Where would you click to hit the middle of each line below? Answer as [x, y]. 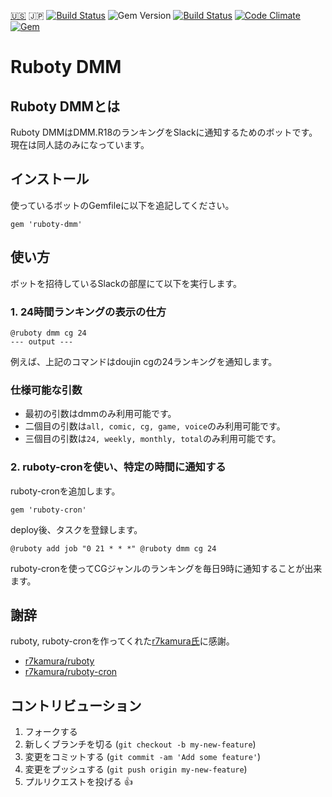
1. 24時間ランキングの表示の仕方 [88, 312]
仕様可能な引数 [46, 390]
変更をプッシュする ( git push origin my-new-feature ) [136, 769]
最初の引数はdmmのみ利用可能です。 [100, 414]
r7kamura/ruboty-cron [71, 672]
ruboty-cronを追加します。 [65, 491]
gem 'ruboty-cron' [48, 510]
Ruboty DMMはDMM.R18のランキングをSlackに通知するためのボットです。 [164, 132]
